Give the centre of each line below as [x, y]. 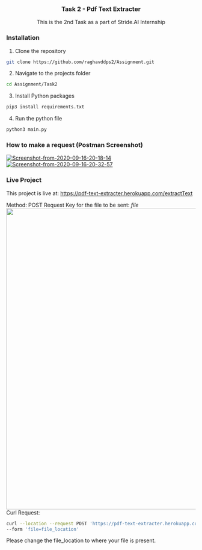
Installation [23, 38]
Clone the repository [40, 51]
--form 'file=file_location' [43, 529]
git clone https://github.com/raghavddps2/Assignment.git [80, 62]
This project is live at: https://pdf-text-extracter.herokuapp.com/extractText [99, 193]
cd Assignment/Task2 [32, 84]
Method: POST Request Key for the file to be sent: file [72, 205]
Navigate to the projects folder [53, 73]
